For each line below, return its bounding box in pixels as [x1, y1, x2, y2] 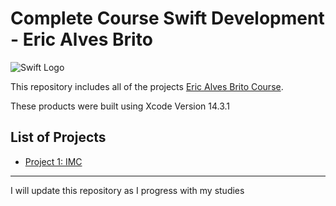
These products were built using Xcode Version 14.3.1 [10, 100, 231, 112]
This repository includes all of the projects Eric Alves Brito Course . [10, 80, 284, 92]
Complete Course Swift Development [10, 7, 325, 30]
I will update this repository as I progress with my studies [10, 184, 245, 196]
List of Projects [10, 129, 107, 146]
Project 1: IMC [24, 155, 83, 167]
